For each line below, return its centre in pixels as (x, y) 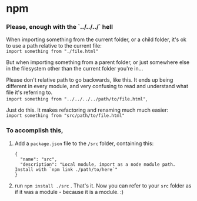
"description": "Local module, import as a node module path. (98, 164)
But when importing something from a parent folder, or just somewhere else (98, 62)
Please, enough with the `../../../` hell (60, 27)
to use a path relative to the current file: (54, 46)
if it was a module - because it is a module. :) (69, 192)
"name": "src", (39, 159)
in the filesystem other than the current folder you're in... (75, 69)
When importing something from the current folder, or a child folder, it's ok (96, 39)
